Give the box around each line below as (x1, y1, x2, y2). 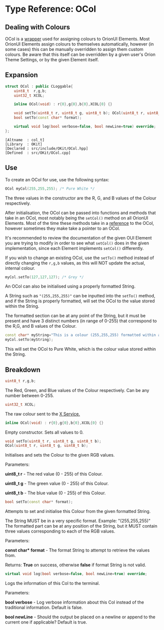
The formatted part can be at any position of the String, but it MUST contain (5, 523, 158, 529)
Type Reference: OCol (5, 3, 96, 15)
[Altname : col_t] (5, 137, 45, 143)
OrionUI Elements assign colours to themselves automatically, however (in (5, 41, 154, 47)
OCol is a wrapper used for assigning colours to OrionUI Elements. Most (5, 36, 150, 42)
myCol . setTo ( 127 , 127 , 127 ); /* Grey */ (5, 274, 84, 280)
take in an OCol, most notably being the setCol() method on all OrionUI (5, 215, 148, 221)
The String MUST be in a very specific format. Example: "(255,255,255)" (5, 518, 151, 524)
